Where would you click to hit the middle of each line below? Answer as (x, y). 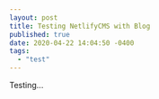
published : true (40, 34)
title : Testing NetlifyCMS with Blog (80, 26)
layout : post (34, 18)
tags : (19, 51)
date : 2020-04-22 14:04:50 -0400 (72, 43)
